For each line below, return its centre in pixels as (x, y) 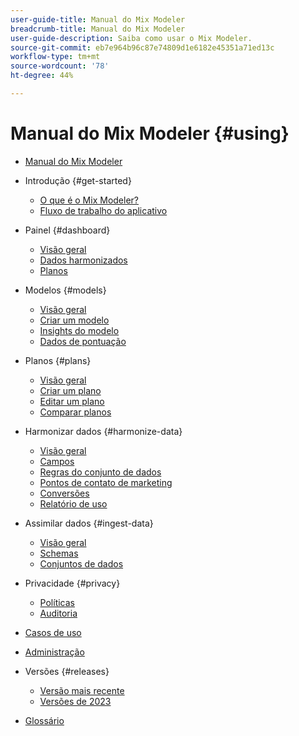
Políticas (57, 602)
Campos (57, 461)
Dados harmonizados (83, 260)
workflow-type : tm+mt (55, 57)
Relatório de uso (73, 503)
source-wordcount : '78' (60, 66)
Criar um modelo (74, 320)
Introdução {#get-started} (78, 180)
